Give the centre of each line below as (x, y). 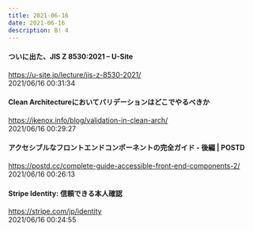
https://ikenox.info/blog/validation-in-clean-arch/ (88, 120)
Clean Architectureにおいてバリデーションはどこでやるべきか (109, 102)
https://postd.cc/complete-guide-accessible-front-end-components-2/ (124, 165)
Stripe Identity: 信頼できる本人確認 (65, 193)
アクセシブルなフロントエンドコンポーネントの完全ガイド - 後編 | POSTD (126, 148)
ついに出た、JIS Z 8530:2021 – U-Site (71, 56)
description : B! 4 (38, 30)
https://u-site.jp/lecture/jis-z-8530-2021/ (75, 74)
